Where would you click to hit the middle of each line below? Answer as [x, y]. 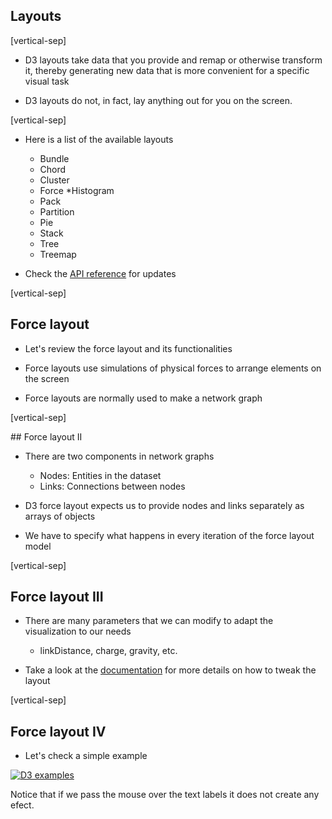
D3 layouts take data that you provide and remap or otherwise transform [173, 60]
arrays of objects [60, 516]
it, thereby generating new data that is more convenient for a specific [167, 70]
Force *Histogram [77, 190]
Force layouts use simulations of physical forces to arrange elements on [173, 368]
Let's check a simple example [86, 756]
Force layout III [57, 597]
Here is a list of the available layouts [99, 139]
